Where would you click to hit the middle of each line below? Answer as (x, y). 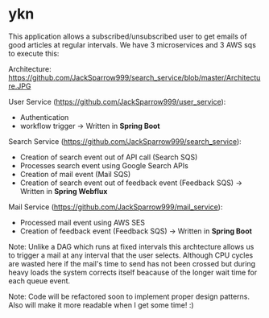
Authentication (44, 117)
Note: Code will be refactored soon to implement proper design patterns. (129, 296)
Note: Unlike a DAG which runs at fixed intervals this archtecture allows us (131, 246)
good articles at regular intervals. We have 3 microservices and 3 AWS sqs (132, 44)
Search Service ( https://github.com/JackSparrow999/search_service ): (125, 141)
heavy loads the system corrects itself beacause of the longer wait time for (133, 272)
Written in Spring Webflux (64, 191)
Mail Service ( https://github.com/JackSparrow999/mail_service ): (116, 207)
